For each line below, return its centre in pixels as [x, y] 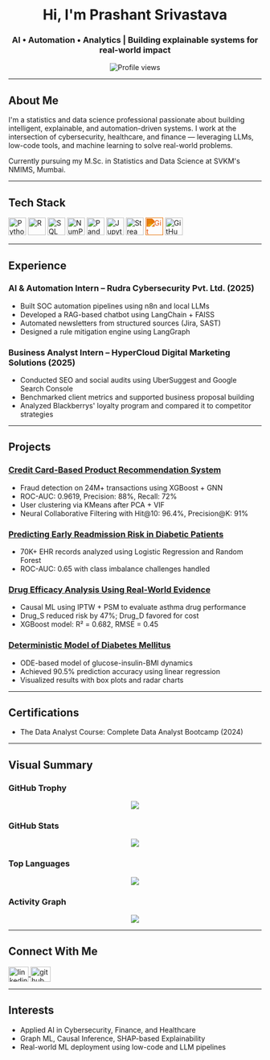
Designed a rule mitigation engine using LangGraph [105, 331]
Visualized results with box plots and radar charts [102, 680]
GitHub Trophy [37, 788]
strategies [37, 414]
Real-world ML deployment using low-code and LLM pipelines [123, 1047]
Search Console [47, 389]
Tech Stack [37, 203]
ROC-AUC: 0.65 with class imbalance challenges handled [115, 569]
